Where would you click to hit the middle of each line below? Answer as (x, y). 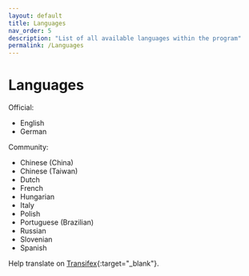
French (32, 189)
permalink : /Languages (46, 46)
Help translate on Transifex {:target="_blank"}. (84, 264)
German (33, 132)
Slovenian (36, 239)
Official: (21, 108)
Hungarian (37, 197)
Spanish (33, 248)
